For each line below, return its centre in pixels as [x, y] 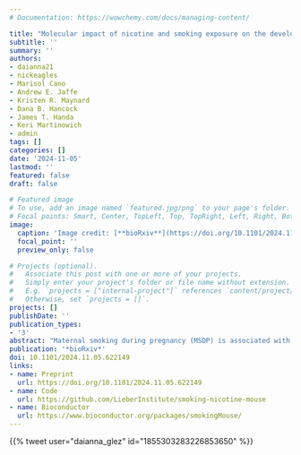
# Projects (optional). [54, 266]
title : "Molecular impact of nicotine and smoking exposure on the [138, 34]
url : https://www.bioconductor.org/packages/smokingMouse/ [130, 416]
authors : [26, 59]
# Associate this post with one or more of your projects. [126, 274]
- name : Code [34, 391]
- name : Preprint [42, 374]
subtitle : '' [34, 42]
